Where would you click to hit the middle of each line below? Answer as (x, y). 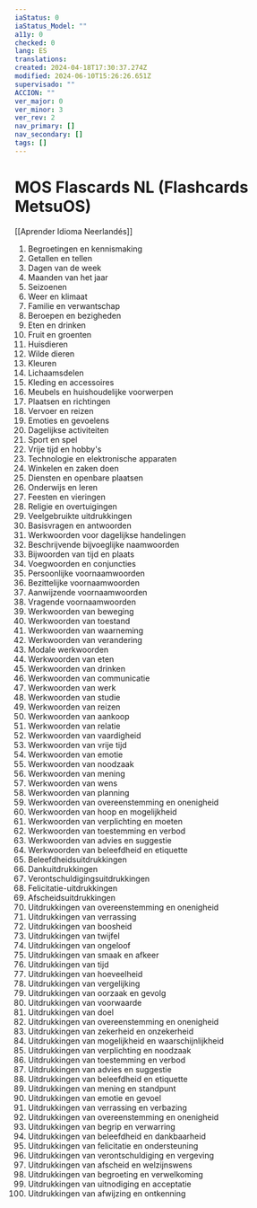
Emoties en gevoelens (69, 420)
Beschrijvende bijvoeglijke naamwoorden (103, 544)
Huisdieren (47, 344)
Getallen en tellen (60, 258)
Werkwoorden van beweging (81, 611)
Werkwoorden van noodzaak (81, 763)
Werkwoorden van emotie (75, 754)
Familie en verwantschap (73, 305)
